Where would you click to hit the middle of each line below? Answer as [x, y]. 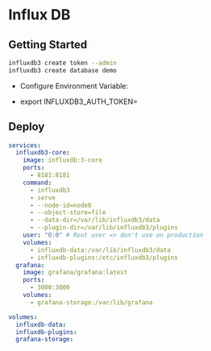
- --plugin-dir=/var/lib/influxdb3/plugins [104, 228]
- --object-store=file [68, 213]
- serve [43, 198]
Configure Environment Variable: [74, 85]
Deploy [27, 127]
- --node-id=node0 [60, 205]
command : [37, 183]
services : [25, 145]
